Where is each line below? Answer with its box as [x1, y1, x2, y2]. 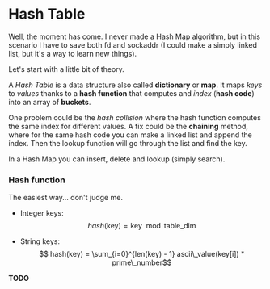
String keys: [19, 237, 61, 246]
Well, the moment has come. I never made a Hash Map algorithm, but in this [8, 31, 261, 41]
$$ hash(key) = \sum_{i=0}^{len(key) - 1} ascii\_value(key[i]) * [39, 249, 245, 259]
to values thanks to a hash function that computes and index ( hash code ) [8, 88, 255, 98]
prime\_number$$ [112, 258, 172, 267]
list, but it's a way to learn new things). [8, 48, 137, 58]
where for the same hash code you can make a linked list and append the [8, 130, 252, 140]
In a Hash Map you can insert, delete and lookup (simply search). [8, 154, 226, 164]
